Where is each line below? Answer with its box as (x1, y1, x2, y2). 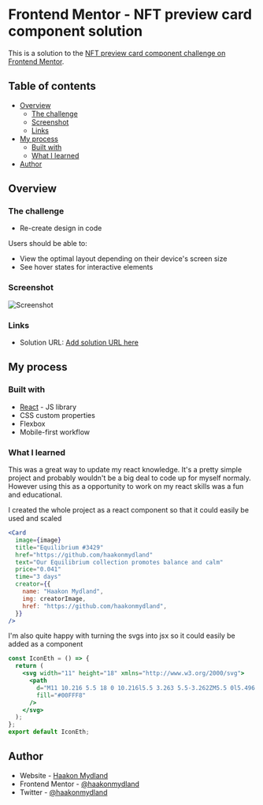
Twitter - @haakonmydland (19, 787, 108, 797)
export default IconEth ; (8, 728, 90, 736)
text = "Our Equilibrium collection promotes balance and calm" (15, 558, 224, 566)
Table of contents (8, 80, 96, 93)
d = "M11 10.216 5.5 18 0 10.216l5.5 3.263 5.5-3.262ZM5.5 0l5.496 (36, 684, 256, 691)
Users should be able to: (8, 239, 88, 248)
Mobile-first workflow (19, 427, 91, 437)
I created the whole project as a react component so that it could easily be (8, 505, 250, 515)
